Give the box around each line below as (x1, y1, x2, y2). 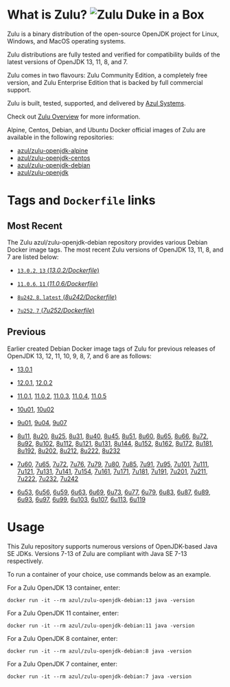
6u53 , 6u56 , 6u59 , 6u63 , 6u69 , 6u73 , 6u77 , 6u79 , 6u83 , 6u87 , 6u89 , (16, 488, 211, 496)
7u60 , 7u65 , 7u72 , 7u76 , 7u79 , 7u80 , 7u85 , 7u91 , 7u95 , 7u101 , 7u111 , (16, 460, 209, 468)
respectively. (7, 557, 43, 565)
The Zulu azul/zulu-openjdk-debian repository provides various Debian (7, 238, 208, 246)
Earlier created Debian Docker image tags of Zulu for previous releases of (7, 345, 216, 353)
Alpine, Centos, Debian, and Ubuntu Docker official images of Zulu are (7, 125, 206, 134)
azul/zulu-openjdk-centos (16, 154, 91, 162)
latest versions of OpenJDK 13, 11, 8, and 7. (7, 57, 128, 65)
